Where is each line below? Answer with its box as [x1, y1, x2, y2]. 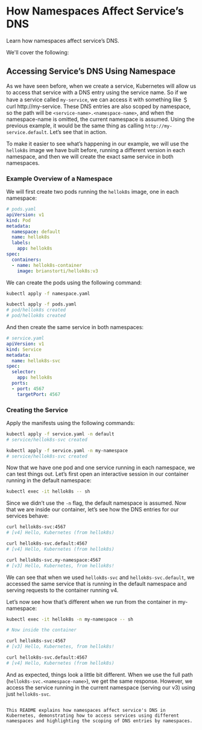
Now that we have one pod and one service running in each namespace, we [6, 464, 195, 472]
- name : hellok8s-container [11, 262, 83, 268]
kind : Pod [6, 217, 31, 223]
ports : [11, 380, 28, 386]
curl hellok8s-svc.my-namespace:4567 [6, 557, 101, 563]
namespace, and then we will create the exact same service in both [6, 153, 174, 160]
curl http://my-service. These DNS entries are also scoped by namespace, [6, 103, 191, 110]
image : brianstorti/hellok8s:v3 [17, 267, 98, 274]
